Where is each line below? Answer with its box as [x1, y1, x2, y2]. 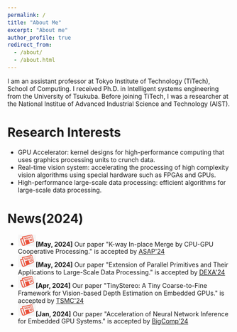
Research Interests [7, 124, 121, 141]
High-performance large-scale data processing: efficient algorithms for [17, 178, 226, 186]
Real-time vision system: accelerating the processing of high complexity [17, 163, 229, 171]
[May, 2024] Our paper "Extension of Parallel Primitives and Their [35, 260, 228, 269]
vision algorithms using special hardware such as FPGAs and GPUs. [17, 171, 216, 179]
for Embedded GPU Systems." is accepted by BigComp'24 [17, 317, 189, 326]
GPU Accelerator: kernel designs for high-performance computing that [17, 148, 225, 156]
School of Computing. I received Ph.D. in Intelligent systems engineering [7, 84, 219, 92]
